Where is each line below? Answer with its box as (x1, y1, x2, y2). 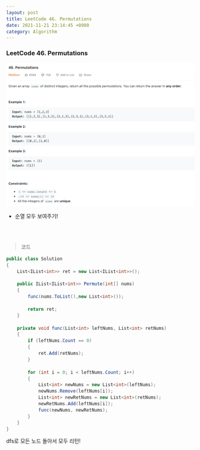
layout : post (6, 10, 39, 16)
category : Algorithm (6, 29, 58, 35)
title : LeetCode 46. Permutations (6, 16, 93, 22)
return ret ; (27, 306, 58, 312)
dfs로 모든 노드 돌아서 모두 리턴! (6, 437, 81, 445)
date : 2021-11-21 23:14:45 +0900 (6, 22, 90, 28)
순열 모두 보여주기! (14, 212, 59, 219)
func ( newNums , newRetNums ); (38, 407, 109, 413)
